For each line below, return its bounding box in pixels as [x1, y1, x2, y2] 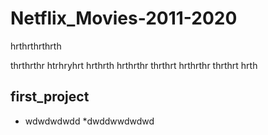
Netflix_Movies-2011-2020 [10, 7, 238, 30]
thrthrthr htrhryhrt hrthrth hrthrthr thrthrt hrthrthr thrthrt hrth [10, 59, 258, 71]
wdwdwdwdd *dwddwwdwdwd [24, 115, 155, 127]
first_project [10, 88, 90, 106]
